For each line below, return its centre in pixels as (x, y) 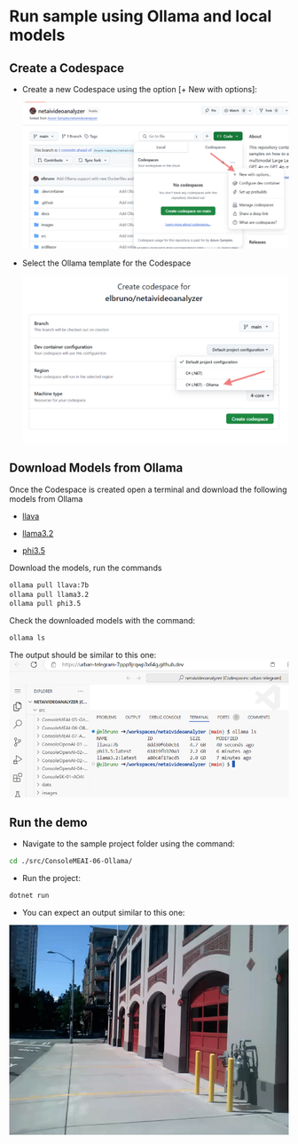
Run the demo (49, 822)
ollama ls (27, 638)
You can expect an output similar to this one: (103, 913)
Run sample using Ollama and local (141, 16)
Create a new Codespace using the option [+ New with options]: (139, 89)
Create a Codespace (67, 68)
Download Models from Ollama (96, 468)
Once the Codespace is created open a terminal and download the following (148, 489)
